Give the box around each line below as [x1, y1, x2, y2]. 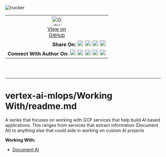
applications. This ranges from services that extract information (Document [5, 122, 159, 128]
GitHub [48, 32, 65, 39]
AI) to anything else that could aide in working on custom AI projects [5, 127, 144, 133]
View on [47, 26, 67, 32]
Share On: [52, 41, 77, 48]
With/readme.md [5, 101, 77, 112]
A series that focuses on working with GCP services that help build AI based [5, 117, 161, 123]
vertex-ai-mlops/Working [5, 90, 113, 101]
